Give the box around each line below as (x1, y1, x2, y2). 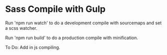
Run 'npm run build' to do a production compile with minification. (5, 35, 139, 41)
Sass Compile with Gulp (5, 3, 106, 15)
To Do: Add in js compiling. (5, 44, 61, 50)
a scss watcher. (5, 25, 37, 31)
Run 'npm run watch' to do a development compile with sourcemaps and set (5, 20, 162, 26)
